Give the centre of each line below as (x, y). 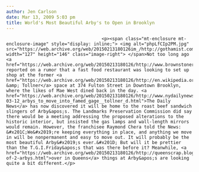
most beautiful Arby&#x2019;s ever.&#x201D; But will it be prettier (94, 143)
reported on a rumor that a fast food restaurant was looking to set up (98, 70)
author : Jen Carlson (32, 12)
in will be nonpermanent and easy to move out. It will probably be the (98, 138)
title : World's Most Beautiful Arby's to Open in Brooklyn (81, 23)
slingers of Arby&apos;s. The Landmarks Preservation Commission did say (99, 112)
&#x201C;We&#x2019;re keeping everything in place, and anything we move (99, 132)
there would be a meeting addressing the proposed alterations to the (95, 117)
